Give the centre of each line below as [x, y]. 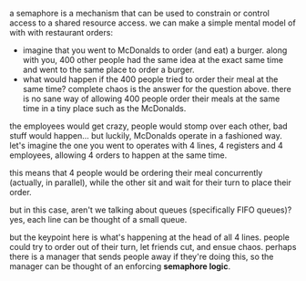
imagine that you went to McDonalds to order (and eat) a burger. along [155, 50]
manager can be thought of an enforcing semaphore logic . [120, 266]
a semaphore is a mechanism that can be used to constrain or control [140, 13]
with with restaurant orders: [61, 32]
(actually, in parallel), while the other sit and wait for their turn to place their [150, 182]
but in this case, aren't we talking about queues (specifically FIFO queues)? [151, 210]
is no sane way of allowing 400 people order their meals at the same [151, 99]
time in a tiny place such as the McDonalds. [104, 108]
